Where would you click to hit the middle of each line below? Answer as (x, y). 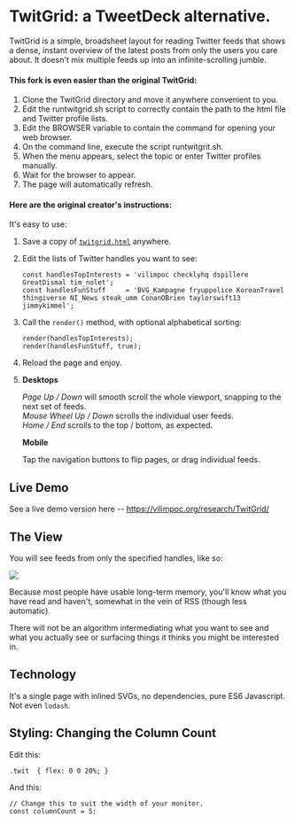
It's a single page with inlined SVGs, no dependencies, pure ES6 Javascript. (147, 696)
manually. (39, 166)
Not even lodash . (40, 705)
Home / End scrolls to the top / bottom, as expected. (117, 425)
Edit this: (25, 754)
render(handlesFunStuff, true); (82, 346)
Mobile (35, 443)
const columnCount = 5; (53, 811)
